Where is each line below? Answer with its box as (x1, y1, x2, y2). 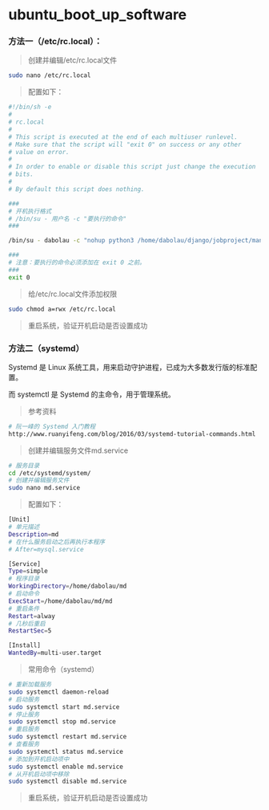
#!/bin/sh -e (8, 103, 52, 112)
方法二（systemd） (8, 343, 84, 354)
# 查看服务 (8, 740, 40, 748)
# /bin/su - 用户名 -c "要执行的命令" (8, 214, 126, 222)
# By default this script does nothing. (8, 185, 146, 193)
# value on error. (8, 148, 70, 156)
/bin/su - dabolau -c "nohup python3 (8, 237, 134, 245)
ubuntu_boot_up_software (8, 6, 187, 24)
